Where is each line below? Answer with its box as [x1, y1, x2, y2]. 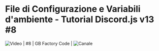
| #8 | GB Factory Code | [23, 40, 73, 46]
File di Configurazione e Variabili [5, 3, 141, 15]
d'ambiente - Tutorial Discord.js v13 [5, 14, 154, 25]
